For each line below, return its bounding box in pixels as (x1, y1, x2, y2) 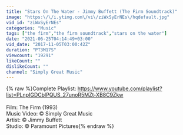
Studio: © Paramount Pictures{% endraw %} (6, 123, 115, 130)
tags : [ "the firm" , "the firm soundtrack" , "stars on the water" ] (6, 31, 167, 37)
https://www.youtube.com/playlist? (77, 85, 163, 92)
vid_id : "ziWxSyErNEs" (6, 19, 62, 25)
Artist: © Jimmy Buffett (6, 116, 62, 124)
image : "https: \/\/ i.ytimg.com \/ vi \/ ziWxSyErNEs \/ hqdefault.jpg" (6, 14, 169, 20)
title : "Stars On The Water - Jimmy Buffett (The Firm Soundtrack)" (6, 8, 178, 15)
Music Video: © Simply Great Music (6, 110, 93, 117)
